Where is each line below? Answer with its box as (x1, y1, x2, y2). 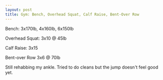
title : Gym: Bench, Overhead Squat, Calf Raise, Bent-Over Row (5, 12, 140, 17)
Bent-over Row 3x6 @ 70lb (5, 54, 61, 60)
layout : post (5, 7, 32, 12)
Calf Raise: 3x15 (5, 45, 38, 51)
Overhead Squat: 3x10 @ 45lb (5, 35, 67, 41)
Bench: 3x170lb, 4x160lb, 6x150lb (5, 25, 74, 31)
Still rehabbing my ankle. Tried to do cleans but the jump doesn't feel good (5, 64, 159, 70)
